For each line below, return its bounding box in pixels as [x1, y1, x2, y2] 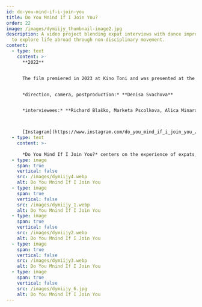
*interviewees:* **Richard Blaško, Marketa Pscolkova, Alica [22, 108, 179, 114]
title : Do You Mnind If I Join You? [6, 14, 98, 20]
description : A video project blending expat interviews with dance [6, 31, 182, 37]
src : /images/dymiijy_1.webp [17, 202, 90, 208]
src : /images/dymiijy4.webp [17, 174, 87, 180]
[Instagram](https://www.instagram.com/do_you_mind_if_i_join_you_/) [22, 129, 200, 135]
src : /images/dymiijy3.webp [17, 258, 87, 264]
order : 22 [6, 20, 31, 26]
